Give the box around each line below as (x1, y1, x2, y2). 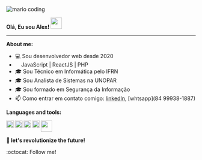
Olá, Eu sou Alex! (6, 23, 50, 30)
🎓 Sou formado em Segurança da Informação (14, 86, 130, 93)
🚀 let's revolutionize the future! (6, 137, 85, 144)
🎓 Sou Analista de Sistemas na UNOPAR (14, 77, 117, 84)
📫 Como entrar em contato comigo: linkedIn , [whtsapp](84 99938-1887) (14, 95, 196, 102)
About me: (6, 41, 33, 47)
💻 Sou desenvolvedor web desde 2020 (14, 53, 114, 59)
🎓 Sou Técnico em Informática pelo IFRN (14, 68, 118, 75)
